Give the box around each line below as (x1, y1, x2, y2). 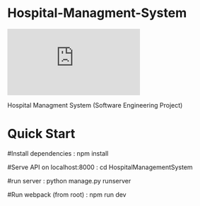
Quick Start (7, 126, 76, 142)
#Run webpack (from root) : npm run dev (7, 190, 127, 199)
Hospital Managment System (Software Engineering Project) (7, 101, 183, 109)
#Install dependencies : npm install (7, 149, 109, 157)
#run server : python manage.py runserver (7, 176, 131, 185)
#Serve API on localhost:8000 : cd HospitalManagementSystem (7, 163, 193, 171)
